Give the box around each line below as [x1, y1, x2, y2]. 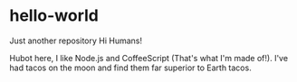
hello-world [9, 5, 100, 26]
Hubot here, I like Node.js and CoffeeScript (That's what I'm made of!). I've [9, 52, 288, 63]
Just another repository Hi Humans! [9, 35, 143, 46]
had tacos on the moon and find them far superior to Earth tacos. [9, 62, 252, 73]
